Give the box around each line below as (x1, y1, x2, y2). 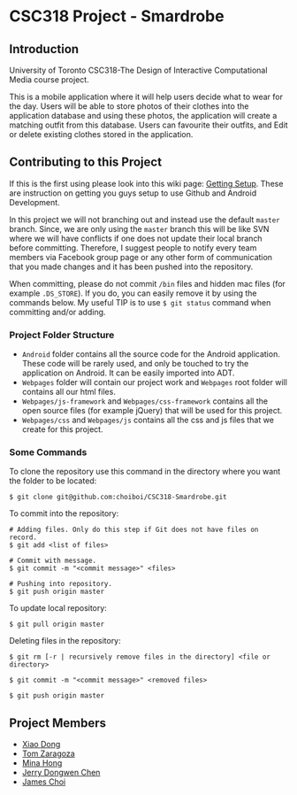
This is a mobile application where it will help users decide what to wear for (9, 91, 283, 102)
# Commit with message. (9, 556, 97, 566)
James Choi (21, 776, 66, 787)
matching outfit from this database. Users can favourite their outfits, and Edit (9, 120, 288, 130)
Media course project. (9, 74, 90, 85)
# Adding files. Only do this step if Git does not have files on (9, 525, 259, 535)
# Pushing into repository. (9, 580, 113, 589)
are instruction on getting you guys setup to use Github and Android (9, 188, 257, 198)
